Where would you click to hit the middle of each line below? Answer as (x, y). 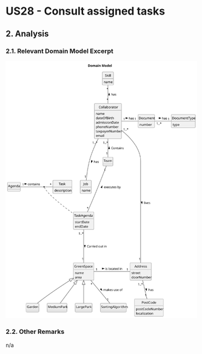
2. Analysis (27, 34)
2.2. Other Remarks (35, 331)
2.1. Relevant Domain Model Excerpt (59, 51)
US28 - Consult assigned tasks (85, 11)
